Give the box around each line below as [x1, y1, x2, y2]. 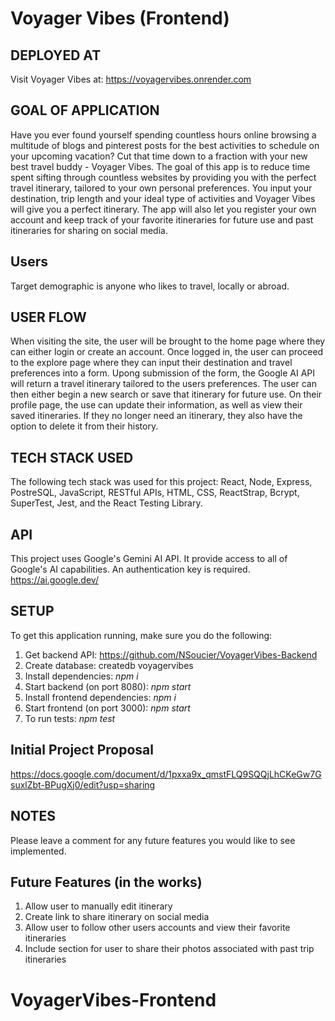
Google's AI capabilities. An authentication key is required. [10, 563, 251, 576]
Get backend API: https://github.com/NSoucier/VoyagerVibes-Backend [24, 648, 318, 661]
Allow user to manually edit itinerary [24, 900, 173, 912]
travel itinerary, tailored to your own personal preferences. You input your [10, 182, 313, 194]
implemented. [10, 845, 67, 857]
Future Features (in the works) [10, 873, 203, 891]
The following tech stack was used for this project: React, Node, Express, [10, 476, 313, 488]
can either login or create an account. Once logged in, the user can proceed [10, 346, 324, 358]
